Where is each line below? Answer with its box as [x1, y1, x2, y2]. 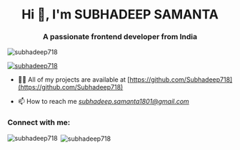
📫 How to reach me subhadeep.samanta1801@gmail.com [17, 97, 189, 106]
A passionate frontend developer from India [42, 32, 198, 42]
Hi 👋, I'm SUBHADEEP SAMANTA [21, 6, 219, 23]
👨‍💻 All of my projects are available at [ [17, 75, 130, 84]
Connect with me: [7, 117, 71, 127]
